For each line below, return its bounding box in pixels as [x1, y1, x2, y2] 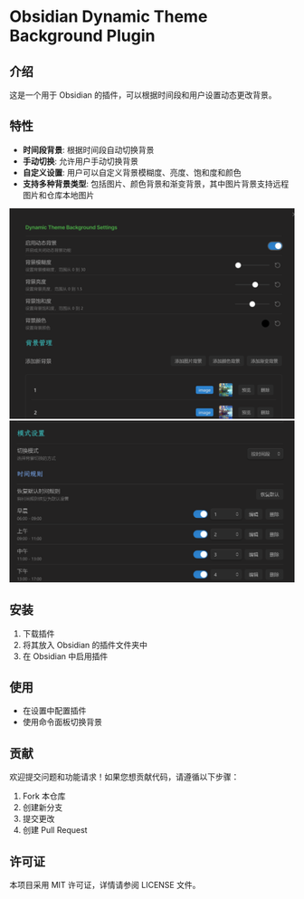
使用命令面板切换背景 [22, 717, 102, 728]
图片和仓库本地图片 [22, 189, 95, 200]
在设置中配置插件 [22, 705, 87, 716]
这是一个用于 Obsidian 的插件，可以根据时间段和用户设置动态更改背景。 [9, 90, 278, 100]
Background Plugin [9, 25, 156, 46]
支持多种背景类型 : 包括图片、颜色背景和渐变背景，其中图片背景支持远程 [22, 178, 290, 189]
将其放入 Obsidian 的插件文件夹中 [22, 639, 147, 650]
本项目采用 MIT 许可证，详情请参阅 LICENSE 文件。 [9, 880, 201, 891]
